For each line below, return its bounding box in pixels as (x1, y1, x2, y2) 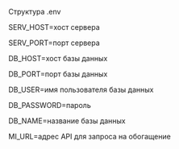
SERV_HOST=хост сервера (8, 23, 100, 31)
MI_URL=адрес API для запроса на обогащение (8, 132, 171, 141)
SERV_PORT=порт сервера (8, 38, 101, 48)
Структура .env (8, 7, 61, 16)
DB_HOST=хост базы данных (8, 54, 108, 63)
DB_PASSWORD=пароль (8, 101, 91, 110)
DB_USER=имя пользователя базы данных (8, 85, 154, 94)
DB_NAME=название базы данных (8, 116, 127, 126)
